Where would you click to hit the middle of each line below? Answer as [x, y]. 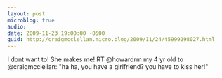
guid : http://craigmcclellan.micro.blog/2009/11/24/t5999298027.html [111, 40]
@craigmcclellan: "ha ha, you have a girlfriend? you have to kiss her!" [108, 67]
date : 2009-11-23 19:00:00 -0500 [56, 33]
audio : [17, 26]
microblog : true [31, 20]
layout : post [26, 14]
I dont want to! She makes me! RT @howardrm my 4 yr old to [96, 59]
